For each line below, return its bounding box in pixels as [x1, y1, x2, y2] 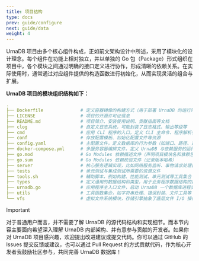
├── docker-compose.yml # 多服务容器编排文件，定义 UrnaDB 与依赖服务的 [6, 146, 187, 152]
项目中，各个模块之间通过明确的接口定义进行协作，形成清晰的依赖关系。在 [6, 63, 188, 70]
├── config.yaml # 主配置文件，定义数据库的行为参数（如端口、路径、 [6, 141, 192, 147]
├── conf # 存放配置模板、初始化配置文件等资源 [6, 135, 161, 141]
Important [6, 206, 30, 214]
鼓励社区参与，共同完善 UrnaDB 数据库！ [21, 248, 122, 255]
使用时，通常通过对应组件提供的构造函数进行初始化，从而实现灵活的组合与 [11, 70, 193, 77]
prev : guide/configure [6, 20, 62, 26]
